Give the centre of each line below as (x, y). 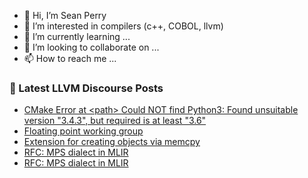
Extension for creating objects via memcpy (112, 142)
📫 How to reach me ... (70, 58)
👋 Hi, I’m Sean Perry (65, 15)
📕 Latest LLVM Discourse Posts (86, 88)
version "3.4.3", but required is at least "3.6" (115, 121)
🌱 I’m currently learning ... (77, 36)
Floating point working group (83, 131)
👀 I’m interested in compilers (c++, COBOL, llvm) (123, 26)
